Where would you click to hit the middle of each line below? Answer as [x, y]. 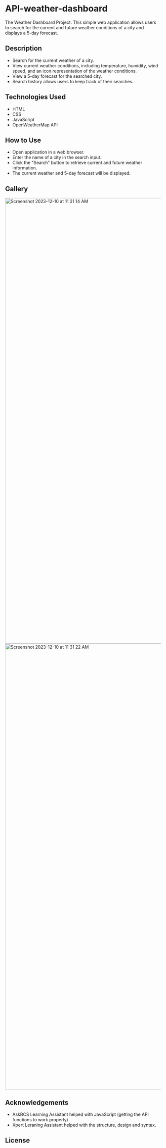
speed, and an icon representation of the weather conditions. [74, 71]
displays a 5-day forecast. [32, 33]
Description [23, 48]
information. [24, 168]
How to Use [23, 140]
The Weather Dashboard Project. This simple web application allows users [81, 22]
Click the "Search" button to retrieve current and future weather [77, 163]
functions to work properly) [40, 1120]
